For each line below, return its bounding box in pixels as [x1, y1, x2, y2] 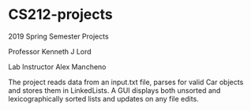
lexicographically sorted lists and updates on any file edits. [8, 94, 199, 103]
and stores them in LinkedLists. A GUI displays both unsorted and [8, 85, 221, 95]
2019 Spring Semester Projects [8, 31, 109, 41]
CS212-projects [8, 6, 113, 24]
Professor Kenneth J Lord [8, 46, 92, 56]
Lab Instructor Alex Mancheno [8, 61, 107, 72]
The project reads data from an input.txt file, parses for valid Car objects [8, 77, 244, 87]
